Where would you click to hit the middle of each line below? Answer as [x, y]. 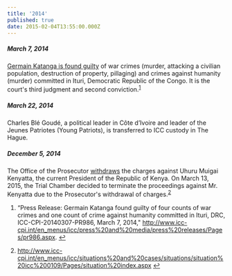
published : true [30, 20]
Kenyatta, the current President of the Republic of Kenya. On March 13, [108, 178]
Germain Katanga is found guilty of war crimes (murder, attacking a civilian [114, 66]
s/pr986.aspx [36, 237]
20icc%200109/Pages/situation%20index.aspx [84, 265]
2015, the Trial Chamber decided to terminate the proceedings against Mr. [113, 185]
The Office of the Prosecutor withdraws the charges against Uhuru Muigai [113, 171]
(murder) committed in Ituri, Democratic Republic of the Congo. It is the [109, 81]
